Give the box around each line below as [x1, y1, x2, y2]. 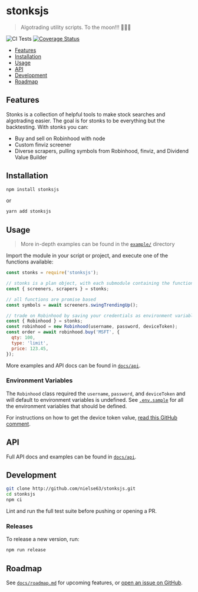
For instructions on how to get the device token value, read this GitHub [6, 414, 178, 421]
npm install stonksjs [6, 186, 60, 193]
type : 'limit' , [11, 340, 49, 346]
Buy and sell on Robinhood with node [14, 135, 105, 142]
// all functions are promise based [6, 297, 96, 302]
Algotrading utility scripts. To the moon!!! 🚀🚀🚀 [20, 24, 131, 31]
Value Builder [14, 154, 47, 161]
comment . [6, 420, 31, 427]
